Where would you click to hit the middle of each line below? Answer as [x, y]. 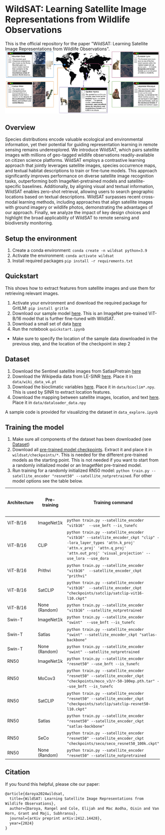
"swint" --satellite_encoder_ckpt [102, 635]
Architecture [20, 502]
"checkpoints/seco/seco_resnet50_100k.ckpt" [113, 744]
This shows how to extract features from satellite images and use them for [80, 288]
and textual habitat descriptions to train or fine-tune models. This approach [81, 171]
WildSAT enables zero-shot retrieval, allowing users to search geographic [80, 192]
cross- [148, 197]
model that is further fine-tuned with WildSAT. [69, 318]
